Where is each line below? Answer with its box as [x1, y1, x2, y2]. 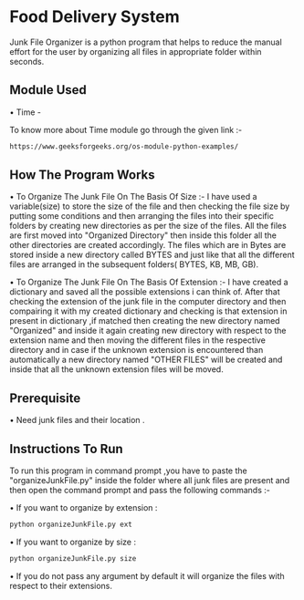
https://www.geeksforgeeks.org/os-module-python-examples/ [9, 141, 239, 151]
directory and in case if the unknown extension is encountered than [9, 345, 264, 356]
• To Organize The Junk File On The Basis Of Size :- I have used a [9, 191, 257, 202]
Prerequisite [9, 390, 81, 406]
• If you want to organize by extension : [9, 502, 158, 513]
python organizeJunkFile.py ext [9, 520, 132, 530]
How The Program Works [9, 167, 155, 183]
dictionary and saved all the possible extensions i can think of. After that [9, 286, 280, 297]
